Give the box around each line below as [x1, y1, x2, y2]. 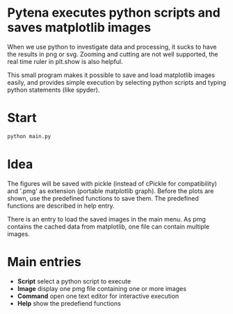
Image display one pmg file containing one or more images [17, 284, 186, 292]
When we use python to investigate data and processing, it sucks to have [7, 42, 217, 51]
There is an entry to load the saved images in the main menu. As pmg [7, 215, 207, 223]
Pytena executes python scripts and [7, 5, 220, 21]
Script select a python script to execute [17, 276, 131, 286]
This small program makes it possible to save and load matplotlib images [7, 71, 216, 79]
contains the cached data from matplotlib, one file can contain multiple [7, 222, 210, 231]
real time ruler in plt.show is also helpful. [7, 57, 123, 65]
